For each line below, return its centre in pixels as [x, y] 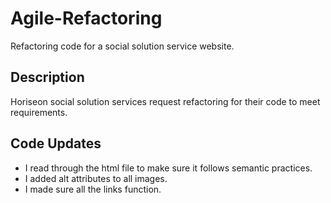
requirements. [39, 112]
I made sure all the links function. [93, 189]
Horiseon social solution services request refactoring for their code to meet [165, 101]
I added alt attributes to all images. [96, 178]
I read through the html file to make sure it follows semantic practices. [168, 168]
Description [47, 77]
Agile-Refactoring [86, 18]
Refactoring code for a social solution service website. [122, 46]
